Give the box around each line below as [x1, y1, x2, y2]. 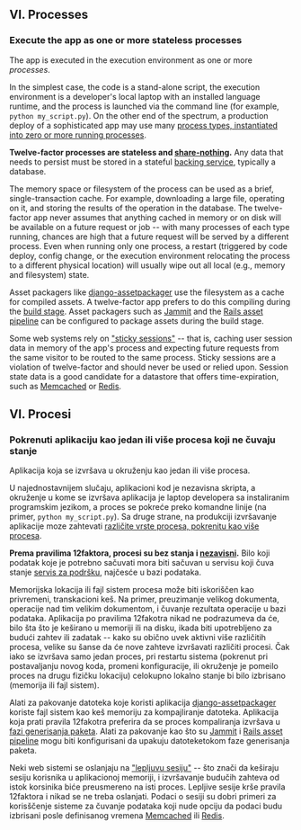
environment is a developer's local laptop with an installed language [9, 91, 261, 102]
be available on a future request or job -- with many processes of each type [9, 221, 290, 232]
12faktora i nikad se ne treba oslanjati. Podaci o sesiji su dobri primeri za [9, 791, 277, 802]
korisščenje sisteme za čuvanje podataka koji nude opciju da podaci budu [9, 800, 283, 812]
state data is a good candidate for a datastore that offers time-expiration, [9, 370, 279, 381]
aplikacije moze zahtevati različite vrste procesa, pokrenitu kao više [9, 521, 260, 531]
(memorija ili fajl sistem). [9, 680, 101, 691]
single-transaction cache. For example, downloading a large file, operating [9, 192, 285, 203]
